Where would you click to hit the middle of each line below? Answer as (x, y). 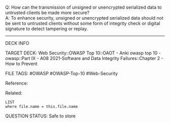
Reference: (17, 83)
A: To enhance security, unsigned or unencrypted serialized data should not (84, 18)
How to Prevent (22, 64)
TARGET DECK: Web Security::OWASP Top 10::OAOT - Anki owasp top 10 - (83, 53)
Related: (14, 93)
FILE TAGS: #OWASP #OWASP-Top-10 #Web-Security (61, 73)
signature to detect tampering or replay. (47, 29)
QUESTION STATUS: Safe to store (40, 116)
